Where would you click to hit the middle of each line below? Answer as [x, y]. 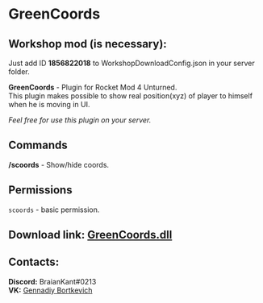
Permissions [40, 190]
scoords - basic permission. [54, 210]
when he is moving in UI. [49, 104]
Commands [38, 145]
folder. [19, 72]
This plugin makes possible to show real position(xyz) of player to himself [130, 96]
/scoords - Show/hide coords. [59, 164]
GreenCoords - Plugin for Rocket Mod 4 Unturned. [93, 87]
